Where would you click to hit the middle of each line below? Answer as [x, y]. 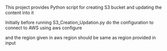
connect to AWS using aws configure [44, 28]
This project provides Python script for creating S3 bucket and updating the [83, 7]
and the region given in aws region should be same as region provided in [80, 38]
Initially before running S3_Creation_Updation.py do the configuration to [79, 22]
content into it [20, 13]
